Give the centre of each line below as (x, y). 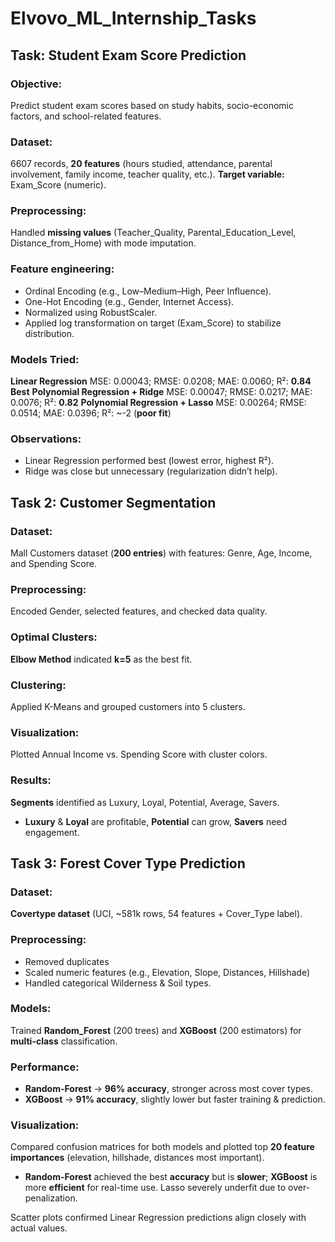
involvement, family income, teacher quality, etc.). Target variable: (147, 174)
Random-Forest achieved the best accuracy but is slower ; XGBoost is (171, 1177)
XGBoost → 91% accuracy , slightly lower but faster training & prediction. (175, 1099)
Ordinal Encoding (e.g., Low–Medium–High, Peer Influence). (148, 291)
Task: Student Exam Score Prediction (128, 55)
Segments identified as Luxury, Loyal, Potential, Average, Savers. (145, 802)
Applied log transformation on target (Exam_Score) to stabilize (153, 323)
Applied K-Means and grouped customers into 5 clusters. (128, 706)
